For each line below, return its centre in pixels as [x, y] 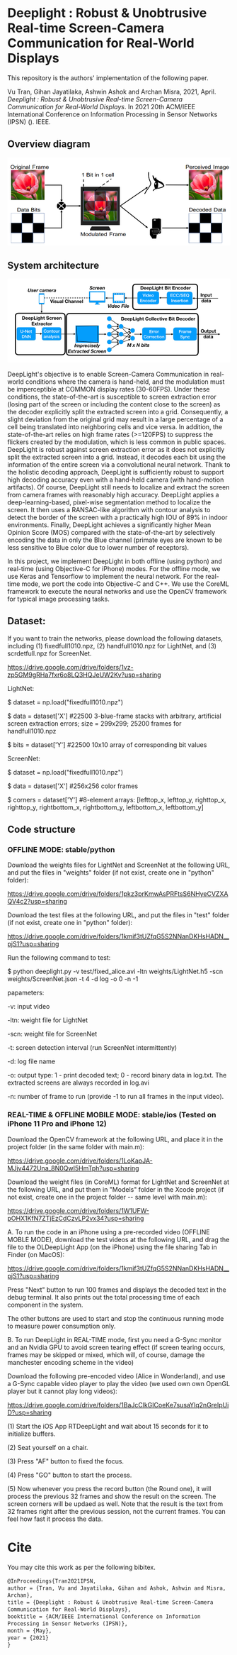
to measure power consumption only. [62, 1326]
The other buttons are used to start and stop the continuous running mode [116, 1318]
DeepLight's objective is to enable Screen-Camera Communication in [108, 374]
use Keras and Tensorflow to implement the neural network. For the [105, 576]
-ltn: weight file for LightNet [48, 1020]
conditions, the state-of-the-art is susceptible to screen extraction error [112, 397]
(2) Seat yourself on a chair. [48, 1447]
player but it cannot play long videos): [63, 1391]
